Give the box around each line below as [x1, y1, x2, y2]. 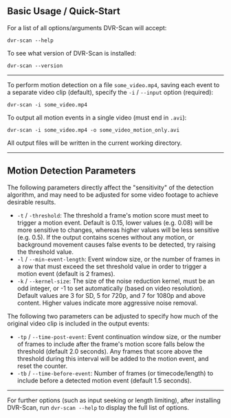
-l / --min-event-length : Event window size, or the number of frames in [16, 255, 221, 263]
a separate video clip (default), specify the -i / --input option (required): [7, 88, 214, 96]
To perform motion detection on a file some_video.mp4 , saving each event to [7, 80, 220, 89]
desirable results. [7, 198, 56, 206]
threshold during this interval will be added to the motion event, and [16, 354, 209, 362]
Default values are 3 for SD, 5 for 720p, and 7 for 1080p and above [16, 291, 206, 299]
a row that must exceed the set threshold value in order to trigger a [16, 262, 207, 270]
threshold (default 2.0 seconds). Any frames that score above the [16, 347, 203, 356]
